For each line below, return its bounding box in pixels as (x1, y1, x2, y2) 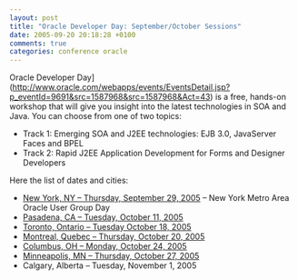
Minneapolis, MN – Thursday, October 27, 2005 (22, 251, 200, 262)
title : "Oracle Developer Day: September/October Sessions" (9, 22, 243, 31)
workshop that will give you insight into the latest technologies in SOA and (9, 101, 286, 112)
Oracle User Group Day (22, 202, 111, 214)
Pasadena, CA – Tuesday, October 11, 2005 (22, 212, 184, 223)
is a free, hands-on (214, 92, 286, 103)
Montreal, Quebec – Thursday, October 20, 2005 (22, 231, 205, 242)
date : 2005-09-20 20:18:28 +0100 (9, 30, 136, 39)
